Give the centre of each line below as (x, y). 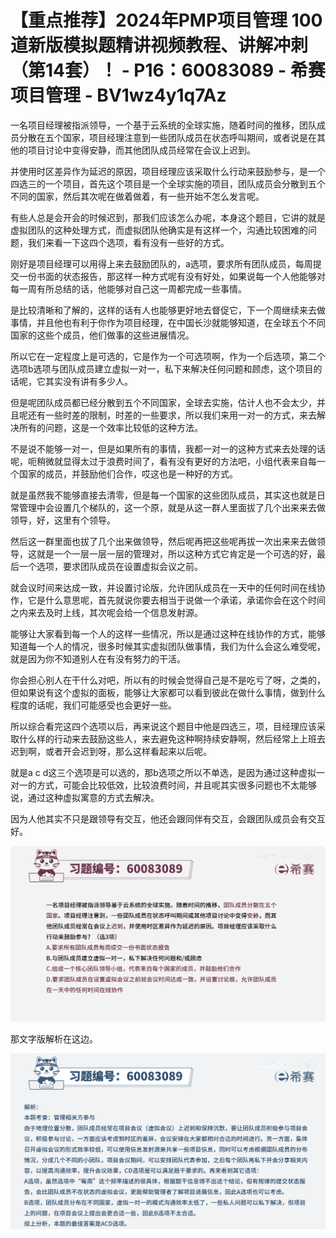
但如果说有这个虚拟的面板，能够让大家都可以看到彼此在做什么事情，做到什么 (168, 692)
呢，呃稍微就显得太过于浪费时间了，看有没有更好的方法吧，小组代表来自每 (163, 461)
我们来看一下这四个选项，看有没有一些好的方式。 (128, 242)
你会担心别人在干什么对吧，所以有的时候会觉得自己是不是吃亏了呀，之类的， (168, 680)
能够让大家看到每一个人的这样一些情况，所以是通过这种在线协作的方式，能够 (168, 633)
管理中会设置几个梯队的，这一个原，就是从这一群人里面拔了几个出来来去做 (172, 507)
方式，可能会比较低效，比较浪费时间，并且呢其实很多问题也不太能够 (176, 785)
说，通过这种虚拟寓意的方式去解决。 (85, 797)
